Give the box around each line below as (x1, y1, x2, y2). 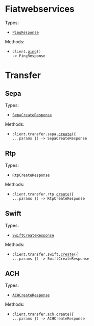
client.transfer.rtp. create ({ (12, 191, 74, 197)
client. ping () (12, 49, 41, 54)
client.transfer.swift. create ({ (12, 252, 78, 257)
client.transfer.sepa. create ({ (12, 132, 76, 136)
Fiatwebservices (5, 3, 75, 15)
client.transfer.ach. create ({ (12, 312, 74, 317)
